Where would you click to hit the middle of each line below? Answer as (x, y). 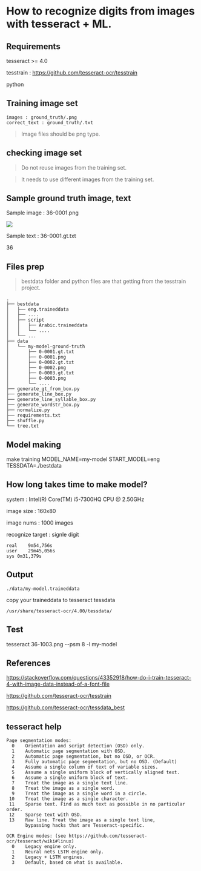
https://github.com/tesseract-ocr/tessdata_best (66, 707)
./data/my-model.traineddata (43, 589)
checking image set (44, 153)
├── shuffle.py (25, 421)
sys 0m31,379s (24, 556)
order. (15, 810)
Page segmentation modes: (39, 741)
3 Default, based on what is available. (67, 863)
